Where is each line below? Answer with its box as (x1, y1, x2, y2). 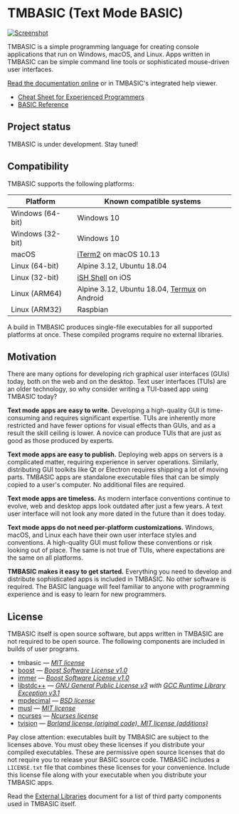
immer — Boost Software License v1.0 (17, 674, 129, 682)
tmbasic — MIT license (17, 659, 85, 667)
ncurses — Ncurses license (17, 711, 98, 720)
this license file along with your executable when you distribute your (7, 771, 208, 779)
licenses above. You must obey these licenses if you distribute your (7, 741, 205, 749)
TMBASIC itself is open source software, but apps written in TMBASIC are (7, 630, 224, 638)
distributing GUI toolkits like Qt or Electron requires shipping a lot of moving (7, 465, 229, 474)
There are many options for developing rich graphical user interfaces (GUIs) (7, 370, 230, 378)
